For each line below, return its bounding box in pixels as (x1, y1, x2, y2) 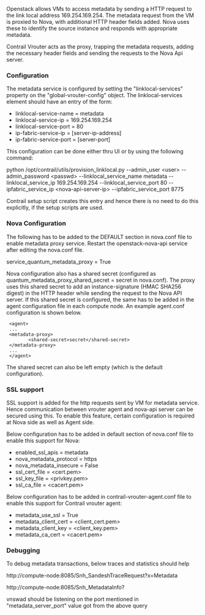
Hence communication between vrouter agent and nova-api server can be (6, 405, 194, 413)
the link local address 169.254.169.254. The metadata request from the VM (6, 12, 195, 19)
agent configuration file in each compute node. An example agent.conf (6, 302, 185, 309)
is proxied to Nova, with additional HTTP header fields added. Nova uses (6, 18, 190, 25)
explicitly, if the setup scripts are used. (6, 204, 104, 212)
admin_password (6, 172, 50, 180)
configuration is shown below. (6, 309, 82, 316)
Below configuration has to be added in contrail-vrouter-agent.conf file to (6, 493, 192, 500)
